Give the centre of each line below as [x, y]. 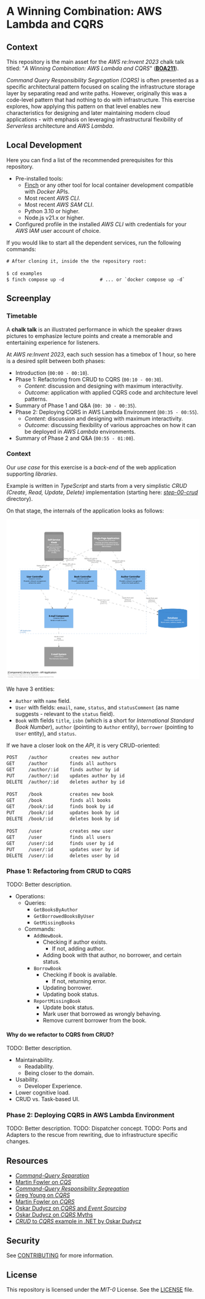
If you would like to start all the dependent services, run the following [94, 242]
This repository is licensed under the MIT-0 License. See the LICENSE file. [100, 1289]
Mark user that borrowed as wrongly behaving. [102, 1014]
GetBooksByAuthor [56, 910]
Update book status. [68, 1007]
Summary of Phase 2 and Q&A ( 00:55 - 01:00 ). [75, 438]
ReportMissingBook [57, 1001]
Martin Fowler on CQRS [45, 1202]
